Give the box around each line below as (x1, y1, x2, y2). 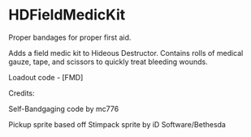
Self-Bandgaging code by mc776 (8, 104, 119, 113)
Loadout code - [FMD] (8, 72, 84, 82)
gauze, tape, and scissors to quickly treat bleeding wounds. (8, 57, 209, 66)
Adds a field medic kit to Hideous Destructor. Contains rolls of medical (8, 48, 244, 58)
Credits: (8, 88, 35, 98)
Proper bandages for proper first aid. (8, 32, 132, 42)
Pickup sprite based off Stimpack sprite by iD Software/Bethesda (8, 119, 226, 129)
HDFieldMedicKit (8, 6, 126, 24)
